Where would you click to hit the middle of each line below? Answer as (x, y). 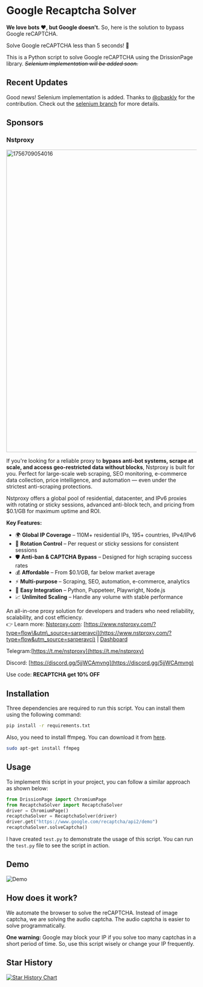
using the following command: (44, 715)
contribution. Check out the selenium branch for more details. (83, 103)
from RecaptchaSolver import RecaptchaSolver (64, 805)
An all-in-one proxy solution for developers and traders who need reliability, (101, 611)
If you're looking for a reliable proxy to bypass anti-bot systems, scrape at (100, 461)
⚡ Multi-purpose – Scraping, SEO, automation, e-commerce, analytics (102, 582)
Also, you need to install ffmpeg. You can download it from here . (86, 737)
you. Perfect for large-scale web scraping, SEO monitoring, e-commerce (97, 474)
